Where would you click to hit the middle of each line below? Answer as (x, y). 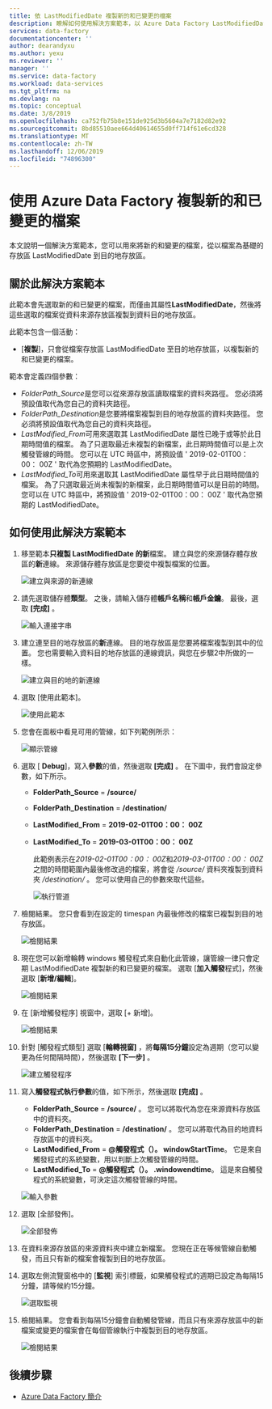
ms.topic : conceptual (46, 106)
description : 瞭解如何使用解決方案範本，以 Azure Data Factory (109, 23)
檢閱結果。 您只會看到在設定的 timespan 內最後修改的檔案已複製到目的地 (142, 913)
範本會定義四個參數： (44, 376)
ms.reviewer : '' (36, 61)
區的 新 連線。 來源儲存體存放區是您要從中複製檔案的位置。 (117, 564)
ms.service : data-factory (52, 76)
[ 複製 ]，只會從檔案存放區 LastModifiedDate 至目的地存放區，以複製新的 (140, 349)
